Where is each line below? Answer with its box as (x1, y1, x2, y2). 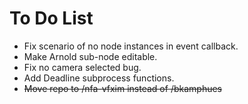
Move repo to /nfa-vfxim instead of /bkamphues (23, 82, 222, 94)
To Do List (9, 7, 94, 30)
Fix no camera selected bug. (23, 61, 142, 73)
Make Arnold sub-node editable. (23, 50, 158, 62)
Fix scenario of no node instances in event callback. (23, 40, 239, 52)
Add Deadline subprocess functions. (23, 72, 175, 84)
